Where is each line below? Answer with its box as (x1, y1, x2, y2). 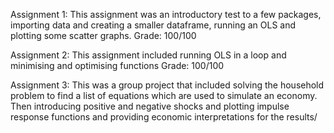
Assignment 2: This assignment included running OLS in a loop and (10, 49, 287, 61)
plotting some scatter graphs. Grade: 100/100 (10, 30, 197, 41)
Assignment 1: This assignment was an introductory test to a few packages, (10, 9, 322, 20)
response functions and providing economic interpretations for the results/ (10, 111, 318, 123)
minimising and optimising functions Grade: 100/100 (10, 60, 225, 71)
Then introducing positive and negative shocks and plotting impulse (10, 100, 290, 112)
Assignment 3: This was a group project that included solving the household (10, 79, 325, 91)
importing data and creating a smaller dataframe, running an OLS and (10, 19, 297, 31)
